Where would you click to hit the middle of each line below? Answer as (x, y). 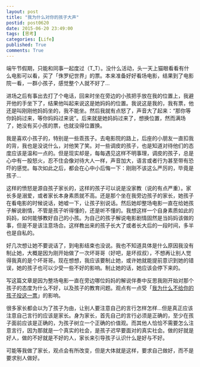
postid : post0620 (28, 23)
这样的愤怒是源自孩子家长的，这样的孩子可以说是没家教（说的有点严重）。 (96, 188)
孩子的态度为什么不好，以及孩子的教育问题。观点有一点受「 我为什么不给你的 (100, 288)
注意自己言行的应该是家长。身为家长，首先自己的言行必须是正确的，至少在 (97, 315)
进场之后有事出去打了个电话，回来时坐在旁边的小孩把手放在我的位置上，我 (97, 95)
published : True (26, 45)
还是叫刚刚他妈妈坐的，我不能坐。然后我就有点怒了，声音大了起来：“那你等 (99, 110)
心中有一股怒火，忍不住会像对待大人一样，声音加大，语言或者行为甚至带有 (97, 160)
